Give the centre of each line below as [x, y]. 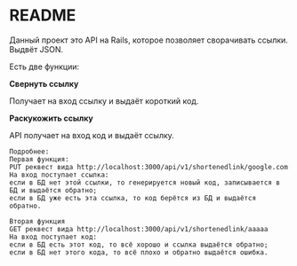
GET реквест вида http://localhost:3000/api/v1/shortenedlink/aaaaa [139, 229]
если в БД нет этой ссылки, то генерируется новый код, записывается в [144, 183]
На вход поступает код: [53, 237]
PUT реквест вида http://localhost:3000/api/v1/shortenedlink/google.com [149, 167]
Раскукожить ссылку [51, 118]
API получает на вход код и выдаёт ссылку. [92, 135]
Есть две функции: [44, 66]
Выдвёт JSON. [36, 49]
